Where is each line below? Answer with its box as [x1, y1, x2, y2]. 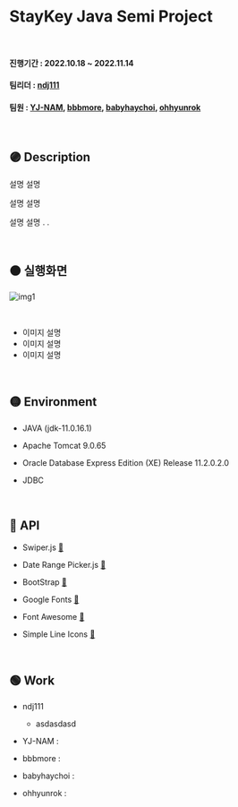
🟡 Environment [9, 394, 98, 409]
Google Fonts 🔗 [21, 594, 80, 605]
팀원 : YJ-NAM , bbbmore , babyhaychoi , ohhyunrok [9, 101, 201, 113]
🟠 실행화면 [9, 262, 68, 279]
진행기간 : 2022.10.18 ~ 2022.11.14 [9, 57, 134, 68]
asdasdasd [35, 718, 77, 729]
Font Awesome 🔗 [21, 611, 85, 622]
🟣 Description [9, 150, 91, 165]
